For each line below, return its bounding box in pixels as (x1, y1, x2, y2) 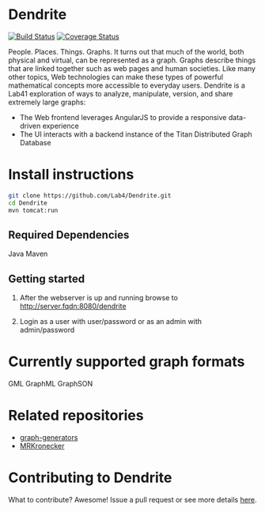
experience (42, 121, 79, 130)
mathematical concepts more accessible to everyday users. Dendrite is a (8, 81, 245, 90)
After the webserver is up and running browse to (19, 293, 178, 303)
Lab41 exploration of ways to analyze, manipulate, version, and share (8, 88, 233, 98)
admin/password (19, 326, 75, 335)
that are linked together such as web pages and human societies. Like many (8, 63, 256, 73)
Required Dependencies (8, 228, 130, 242)
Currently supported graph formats (8, 353, 245, 371)
